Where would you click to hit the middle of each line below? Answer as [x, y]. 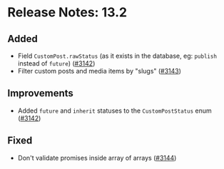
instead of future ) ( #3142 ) [56, 63]
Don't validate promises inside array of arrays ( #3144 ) [97, 158]
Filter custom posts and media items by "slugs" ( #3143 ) [100, 71]
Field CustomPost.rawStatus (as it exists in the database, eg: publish [117, 56]
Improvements [40, 93]
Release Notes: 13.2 [67, 12]
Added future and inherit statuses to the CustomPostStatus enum [114, 111]
